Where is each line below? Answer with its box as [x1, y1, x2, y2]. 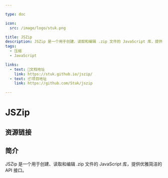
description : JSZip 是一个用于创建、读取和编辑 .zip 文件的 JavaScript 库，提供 [5, 39, 162, 44]
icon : [5, 21, 16, 26]
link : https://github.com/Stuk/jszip [14, 81, 93, 86]
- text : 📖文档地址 [9, 67, 45, 72]
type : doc [5, 12, 26, 17]
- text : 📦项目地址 [9, 76, 47, 81]
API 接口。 [5, 167, 27, 173]
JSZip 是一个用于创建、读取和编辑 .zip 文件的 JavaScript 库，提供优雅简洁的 [5, 161, 162, 167]
